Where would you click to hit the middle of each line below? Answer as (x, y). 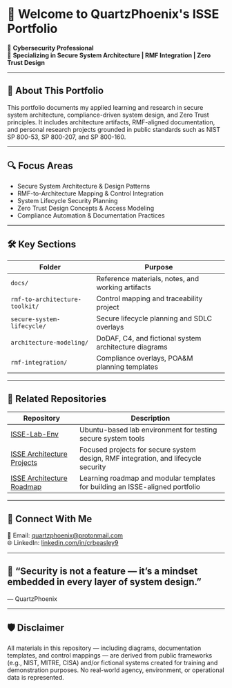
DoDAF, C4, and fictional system (149, 338)
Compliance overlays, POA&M (145, 359)
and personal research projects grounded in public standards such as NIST (114, 129)
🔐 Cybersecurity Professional (51, 48)
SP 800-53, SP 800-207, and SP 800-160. (67, 137)
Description (151, 419)
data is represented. (36, 677)
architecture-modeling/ (50, 343)
